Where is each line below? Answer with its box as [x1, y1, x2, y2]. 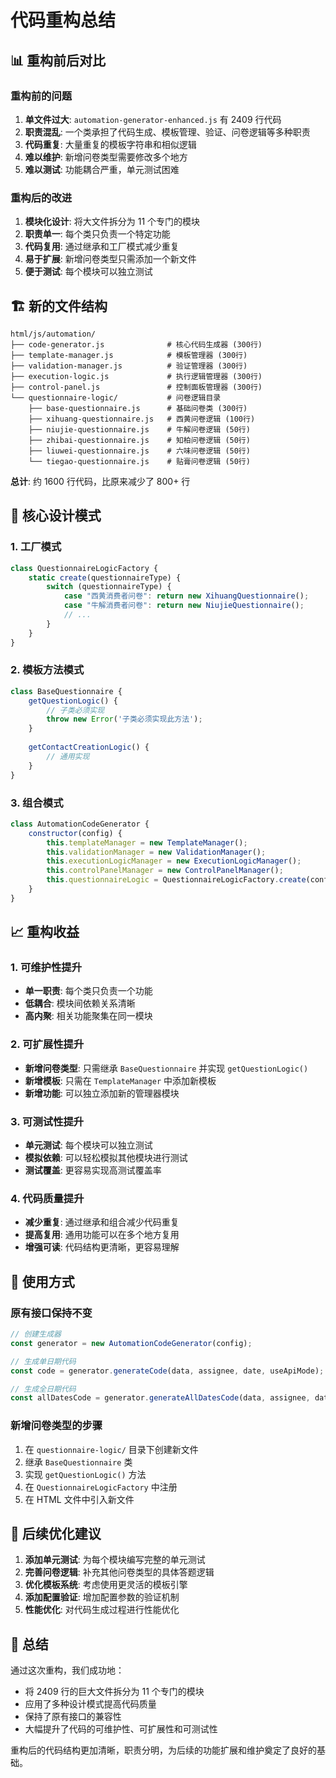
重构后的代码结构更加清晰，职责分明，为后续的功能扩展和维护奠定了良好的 [10, 1744, 317, 1756]
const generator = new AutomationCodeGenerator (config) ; [10, 1338, 253, 1348]
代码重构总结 [10, 9, 117, 32]
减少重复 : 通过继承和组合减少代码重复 [24, 1216, 180, 1228]
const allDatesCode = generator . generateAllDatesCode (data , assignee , [10, 1393, 311, 1403]
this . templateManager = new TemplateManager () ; [46, 837, 248, 848]
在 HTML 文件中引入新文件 [24, 1493, 135, 1505]
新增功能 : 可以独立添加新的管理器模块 [24, 1087, 180, 1099]
